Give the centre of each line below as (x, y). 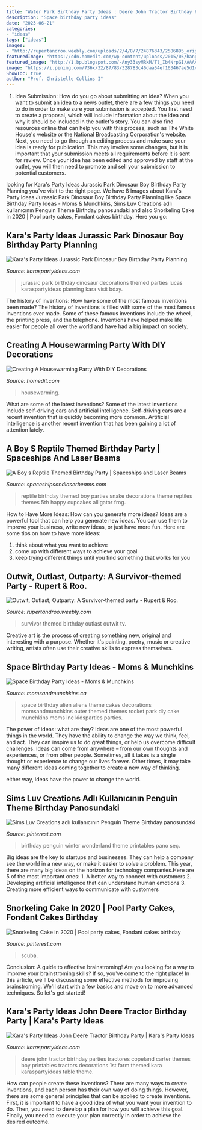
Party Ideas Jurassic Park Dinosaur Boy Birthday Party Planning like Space (99, 197)
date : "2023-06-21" (31, 23)
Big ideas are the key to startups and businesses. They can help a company (100, 857)
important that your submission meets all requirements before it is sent (103, 154)
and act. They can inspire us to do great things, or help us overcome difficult (101, 742)
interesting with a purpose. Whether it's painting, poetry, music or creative (98, 642)
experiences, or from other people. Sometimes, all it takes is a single (91, 755)
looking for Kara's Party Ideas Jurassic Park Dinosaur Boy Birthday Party (96, 185)
